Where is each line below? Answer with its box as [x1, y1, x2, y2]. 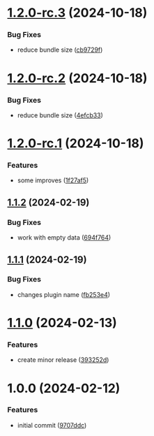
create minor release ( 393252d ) [17, 356, 109, 364]
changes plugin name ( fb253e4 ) [17, 290, 110, 298]
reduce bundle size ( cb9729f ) [17, 45, 103, 54]
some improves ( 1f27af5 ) [17, 176, 89, 184]
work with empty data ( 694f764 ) [17, 233, 111, 242]
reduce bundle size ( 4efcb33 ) [17, 110, 103, 119]
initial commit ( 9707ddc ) [17, 421, 87, 429]
